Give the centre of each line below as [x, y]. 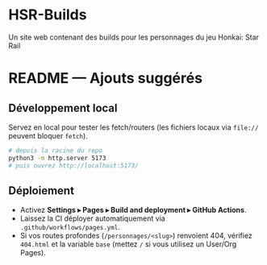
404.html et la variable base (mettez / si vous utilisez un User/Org [128, 244]
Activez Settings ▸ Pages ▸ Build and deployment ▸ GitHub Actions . [133, 210]
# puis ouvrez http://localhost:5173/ [73, 166]
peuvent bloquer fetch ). [48, 135]
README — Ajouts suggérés [106, 79]
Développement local [63, 108]
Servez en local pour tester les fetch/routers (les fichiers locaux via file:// [133, 127]
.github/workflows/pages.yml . [70, 227]
